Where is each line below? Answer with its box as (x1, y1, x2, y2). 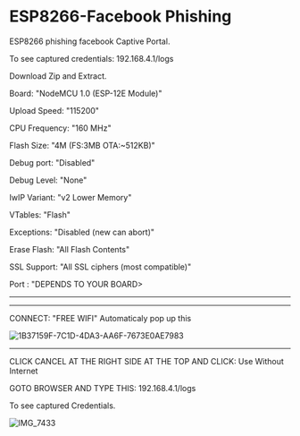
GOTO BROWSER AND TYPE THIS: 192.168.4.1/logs (9, 382, 196, 393)
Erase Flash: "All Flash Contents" (9, 244, 130, 254)
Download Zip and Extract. (9, 70, 107, 81)
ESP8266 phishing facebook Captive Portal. (9, 36, 171, 47)
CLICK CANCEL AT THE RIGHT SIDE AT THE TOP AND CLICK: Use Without (9, 355, 284, 366)
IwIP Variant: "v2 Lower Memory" (9, 192, 132, 202)
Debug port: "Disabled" (9, 157, 96, 167)
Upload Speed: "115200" (9, 105, 100, 115)
